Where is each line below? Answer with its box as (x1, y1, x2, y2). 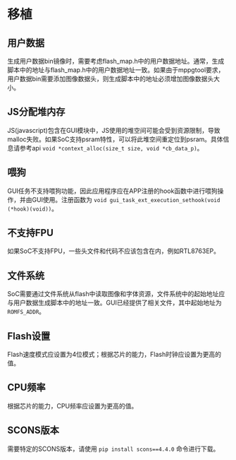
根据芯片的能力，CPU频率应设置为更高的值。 (7, 401, 138, 410)
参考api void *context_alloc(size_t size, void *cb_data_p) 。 (19, 143, 204, 152)
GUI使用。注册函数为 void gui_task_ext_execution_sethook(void (31, 195, 221, 204)
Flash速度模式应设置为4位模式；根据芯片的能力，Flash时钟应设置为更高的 (7, 350, 222, 359)
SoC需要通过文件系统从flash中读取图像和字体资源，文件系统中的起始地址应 (7, 290, 225, 298)
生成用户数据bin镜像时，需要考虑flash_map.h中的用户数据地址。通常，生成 (7, 57, 225, 65)
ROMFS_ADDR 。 (7, 307, 46, 316)
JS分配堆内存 (7, 106, 66, 118)
